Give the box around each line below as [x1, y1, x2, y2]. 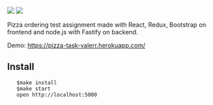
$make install [16, 79, 57, 86]
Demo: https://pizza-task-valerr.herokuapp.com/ [7, 41, 146, 49]
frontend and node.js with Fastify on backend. [7, 28, 138, 36]
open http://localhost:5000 [16, 91, 98, 98]
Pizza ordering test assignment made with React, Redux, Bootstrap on [7, 21, 207, 29]
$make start [16, 85, 51, 92]
